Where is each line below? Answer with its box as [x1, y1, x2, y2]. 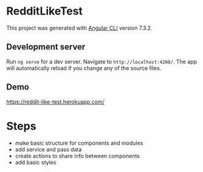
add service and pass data [15, 145, 82, 153]
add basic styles [15, 159, 57, 166]
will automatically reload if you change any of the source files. [6, 64, 162, 71]
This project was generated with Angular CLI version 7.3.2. [6, 24, 153, 31]
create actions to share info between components [15, 152, 140, 159]
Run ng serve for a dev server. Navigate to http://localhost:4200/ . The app [6, 58, 198, 65]
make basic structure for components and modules [15, 139, 143, 147]
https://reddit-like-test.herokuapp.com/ [6, 98, 105, 105]
